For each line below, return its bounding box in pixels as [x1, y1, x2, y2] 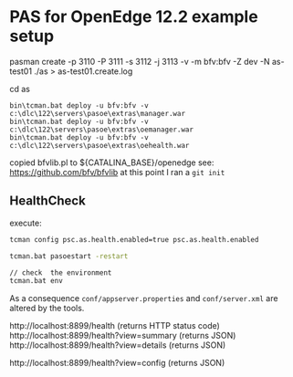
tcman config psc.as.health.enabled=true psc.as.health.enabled [9, 235, 259, 244]
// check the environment [9, 267, 112, 278]
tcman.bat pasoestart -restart [9, 251, 129, 261]
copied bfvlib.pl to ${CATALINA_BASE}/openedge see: [9, 157, 215, 168]
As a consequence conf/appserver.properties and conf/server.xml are [9, 293, 278, 304]
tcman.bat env [9, 277, 64, 286]
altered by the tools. [9, 303, 85, 314]
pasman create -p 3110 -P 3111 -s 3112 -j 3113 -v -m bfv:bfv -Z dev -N [9, 56, 270, 67]
